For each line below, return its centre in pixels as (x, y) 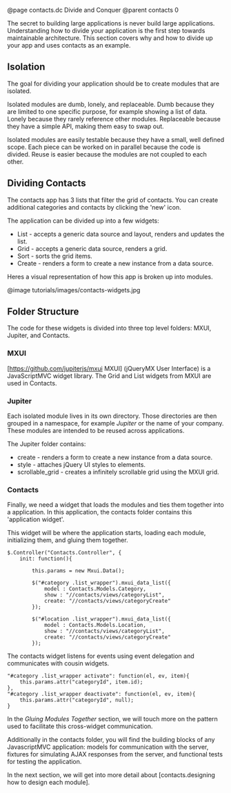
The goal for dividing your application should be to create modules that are (113, 83)
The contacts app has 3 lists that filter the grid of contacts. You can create (113, 200)
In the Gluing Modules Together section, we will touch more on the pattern (113, 719)
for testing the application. (44, 762)
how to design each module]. (49, 783)
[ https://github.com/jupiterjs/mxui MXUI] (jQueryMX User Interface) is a (109, 368)
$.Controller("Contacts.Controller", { (64, 553)
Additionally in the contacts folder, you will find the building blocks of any (111, 740)
